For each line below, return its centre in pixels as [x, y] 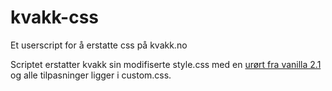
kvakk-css [55, 17]
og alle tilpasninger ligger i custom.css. [91, 75]
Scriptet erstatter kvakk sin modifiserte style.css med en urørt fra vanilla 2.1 [166, 64]
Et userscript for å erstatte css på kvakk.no [99, 45]
